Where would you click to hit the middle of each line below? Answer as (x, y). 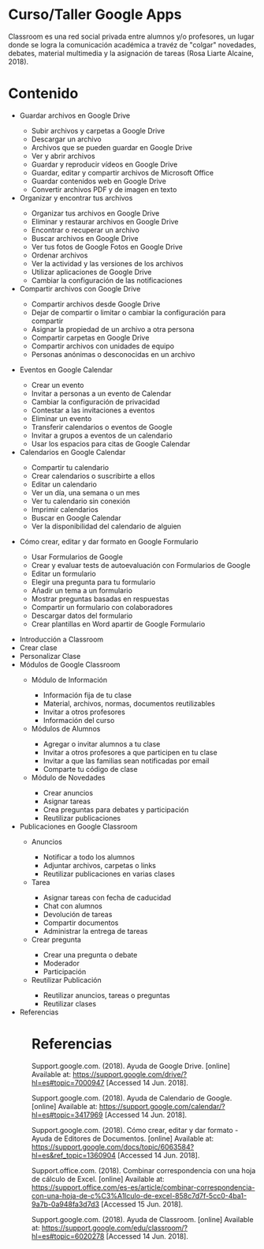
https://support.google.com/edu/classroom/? (115, 1228)
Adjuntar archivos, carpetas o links (99, 865)
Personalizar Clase (50, 656)
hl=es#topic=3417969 (67, 1115)
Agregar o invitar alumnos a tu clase (102, 743)
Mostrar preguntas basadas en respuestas (100, 599)
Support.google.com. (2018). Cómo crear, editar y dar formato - (135, 1130)
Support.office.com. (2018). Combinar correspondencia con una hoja (143, 1170)
